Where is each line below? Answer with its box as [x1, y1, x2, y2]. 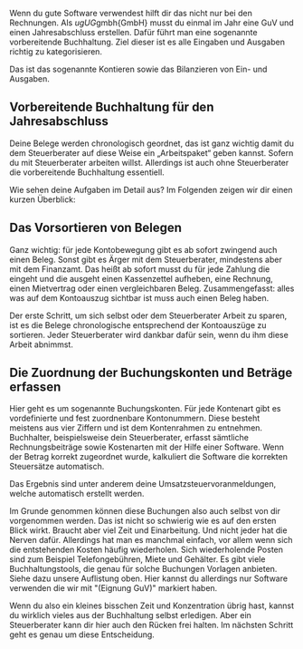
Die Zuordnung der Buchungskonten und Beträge [9, 365, 293, 381]
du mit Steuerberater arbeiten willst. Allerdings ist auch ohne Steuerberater [9, 157, 289, 168]
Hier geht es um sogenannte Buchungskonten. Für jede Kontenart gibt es [9, 403, 281, 414]
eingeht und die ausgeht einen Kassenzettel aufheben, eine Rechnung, [9, 273, 273, 284]
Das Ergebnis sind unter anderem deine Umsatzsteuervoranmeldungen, [9, 479, 277, 489]
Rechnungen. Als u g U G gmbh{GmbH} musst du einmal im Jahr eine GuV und [9, 17, 294, 28]
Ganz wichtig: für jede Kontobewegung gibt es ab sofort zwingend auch [9, 244, 278, 255]
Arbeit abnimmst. [9, 339, 74, 350]
